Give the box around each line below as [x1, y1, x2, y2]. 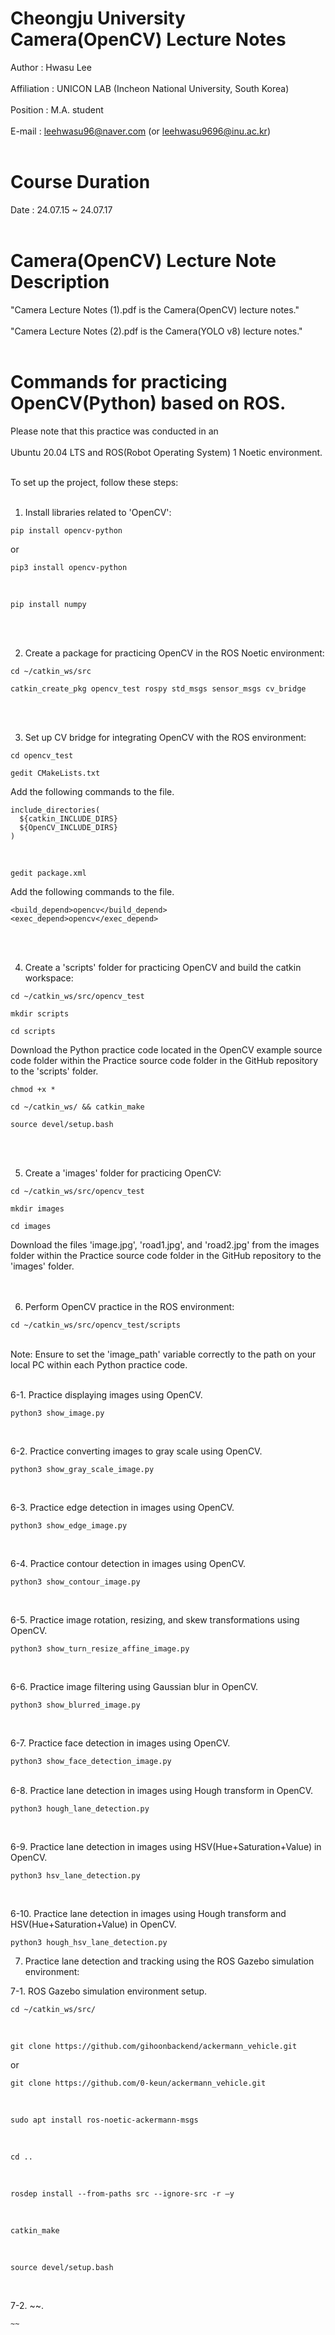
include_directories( [10, 805, 101, 815]
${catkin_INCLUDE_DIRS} [19, 813, 118, 824]
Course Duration [10, 171, 151, 194]
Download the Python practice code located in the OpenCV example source [10, 1043, 323, 1056]
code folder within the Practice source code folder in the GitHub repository [10, 1054, 319, 1066]
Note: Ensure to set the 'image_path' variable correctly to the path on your [10, 1348, 317, 1360]
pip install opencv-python [10, 525, 123, 536]
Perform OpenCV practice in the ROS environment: [24, 1300, 235, 1312]
